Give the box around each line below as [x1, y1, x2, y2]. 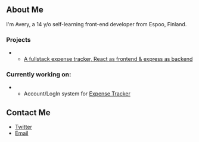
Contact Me [6, 107, 51, 118]
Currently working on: [6, 70, 71, 79]
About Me [6, 5, 43, 15]
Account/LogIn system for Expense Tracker [23, 90, 131, 97]
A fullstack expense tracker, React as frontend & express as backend [23, 55, 193, 63]
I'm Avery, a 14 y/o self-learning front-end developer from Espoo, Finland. [6, 20, 187, 27]
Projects [6, 35, 31, 44]
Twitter [14, 124, 33, 131]
